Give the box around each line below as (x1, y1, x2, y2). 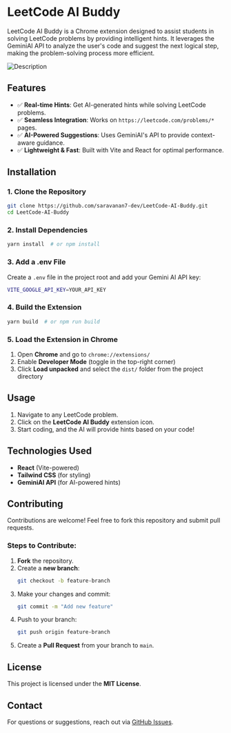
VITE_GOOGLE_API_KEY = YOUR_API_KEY (7, 286, 107, 293)
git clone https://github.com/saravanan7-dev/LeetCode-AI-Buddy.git (7, 203, 208, 210)
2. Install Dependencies (7, 225, 88, 235)
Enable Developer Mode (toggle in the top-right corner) (17, 358, 176, 365)
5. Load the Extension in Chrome (7, 334, 119, 344)
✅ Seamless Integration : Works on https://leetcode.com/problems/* (17, 115, 215, 124)
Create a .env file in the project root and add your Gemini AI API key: (7, 273, 201, 281)
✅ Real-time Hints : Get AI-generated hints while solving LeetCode (17, 101, 206, 109)
